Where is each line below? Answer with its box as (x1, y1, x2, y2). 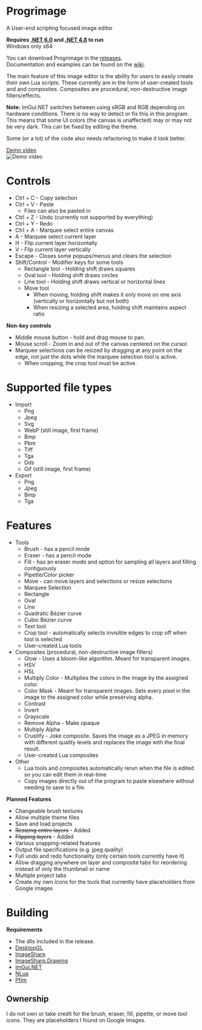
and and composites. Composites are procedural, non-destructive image (6, 85, 187, 92)
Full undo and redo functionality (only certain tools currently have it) (15, 852, 184, 860)
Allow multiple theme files (15, 813, 80, 821)
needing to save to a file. (24, 784, 86, 791)
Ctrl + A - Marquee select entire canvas (15, 226, 114, 234)
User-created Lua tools (24, 642, 82, 649)
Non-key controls (6, 321, 51, 329)
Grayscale (24, 713, 50, 720)
